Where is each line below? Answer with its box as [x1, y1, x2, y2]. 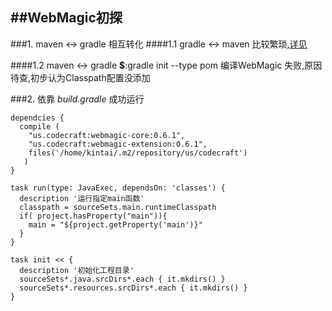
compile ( [19, 121, 60, 132]
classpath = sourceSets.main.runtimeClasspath [19, 202, 217, 212]
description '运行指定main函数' [19, 193, 145, 203]
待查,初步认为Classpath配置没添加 [10, 71, 151, 83]
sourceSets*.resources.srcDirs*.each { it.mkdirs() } [19, 283, 248, 293]
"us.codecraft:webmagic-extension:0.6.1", [28, 139, 208, 149]
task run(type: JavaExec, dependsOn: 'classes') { [10, 183, 226, 193]
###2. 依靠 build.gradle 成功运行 [10, 93, 145, 105]
